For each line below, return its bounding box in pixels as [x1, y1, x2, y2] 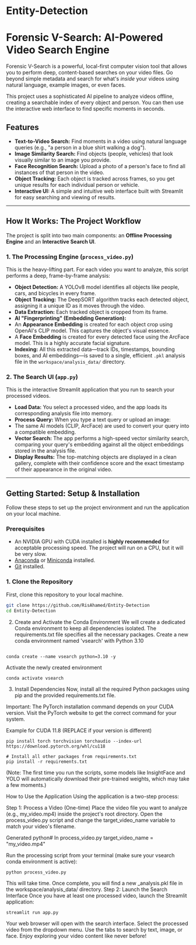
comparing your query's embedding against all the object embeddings [14, 441, 184, 448]
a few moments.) [6, 781, 47, 789]
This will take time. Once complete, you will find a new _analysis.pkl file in [6, 879, 183, 886]
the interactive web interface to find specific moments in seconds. [6, 105, 165, 112]
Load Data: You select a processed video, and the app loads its [14, 404, 167, 411]
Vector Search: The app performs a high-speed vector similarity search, [14, 435, 190, 442]
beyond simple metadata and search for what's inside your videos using [6, 75, 179, 83]
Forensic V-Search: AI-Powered [6, 31, 163, 45]
